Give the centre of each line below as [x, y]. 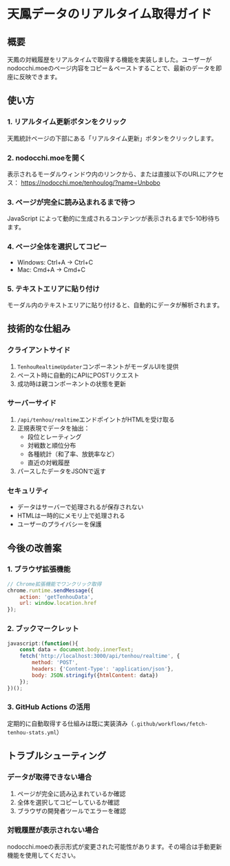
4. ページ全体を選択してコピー [57, 247]
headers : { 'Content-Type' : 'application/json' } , [103, 669]
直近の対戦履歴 [49, 462]
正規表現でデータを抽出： [53, 428]
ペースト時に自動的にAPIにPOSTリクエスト [78, 375]
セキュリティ [28, 491]
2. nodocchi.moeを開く [46, 158]
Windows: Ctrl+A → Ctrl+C [55, 262]
